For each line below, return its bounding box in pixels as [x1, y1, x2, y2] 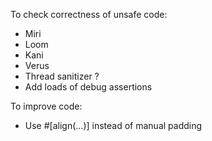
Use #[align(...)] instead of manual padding [24, 120, 203, 131]
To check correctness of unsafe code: [10, 9, 168, 20]
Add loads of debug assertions [24, 81, 153, 93]
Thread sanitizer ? [24, 70, 100, 82]
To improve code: [10, 100, 83, 112]
